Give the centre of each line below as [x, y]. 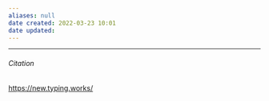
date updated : [32, 30]
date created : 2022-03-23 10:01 [62, 23]
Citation [21, 63]
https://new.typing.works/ [51, 87]
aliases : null [32, 16]
